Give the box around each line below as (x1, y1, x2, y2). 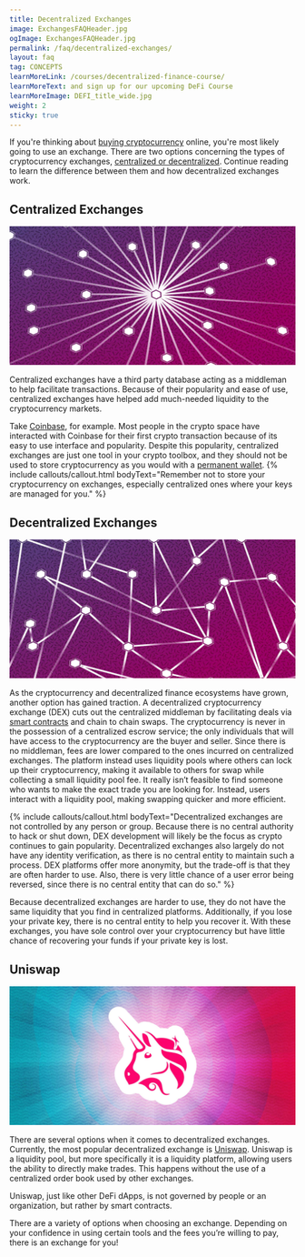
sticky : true (9, 110, 59, 120)
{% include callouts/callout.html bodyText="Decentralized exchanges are (9, 811, 283, 822)
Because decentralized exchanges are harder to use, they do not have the (9, 897, 286, 908)
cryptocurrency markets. (9, 403, 103, 414)
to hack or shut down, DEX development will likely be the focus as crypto (9, 830, 283, 841)
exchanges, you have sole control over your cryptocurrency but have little (9, 926, 286, 937)
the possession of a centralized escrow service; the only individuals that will (9, 726, 294, 737)
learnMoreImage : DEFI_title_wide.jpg (9, 91, 152, 100)
